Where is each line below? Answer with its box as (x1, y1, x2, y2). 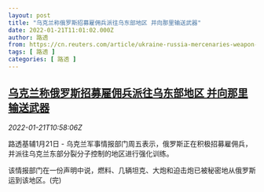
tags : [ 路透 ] (8, 48, 56, 56)
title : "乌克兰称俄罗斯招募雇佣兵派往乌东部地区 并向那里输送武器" (8, 19, 202, 27)
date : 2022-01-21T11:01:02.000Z (8, 26, 114, 34)
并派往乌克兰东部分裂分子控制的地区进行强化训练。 (8, 149, 174, 158)
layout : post (8, 11, 51, 20)
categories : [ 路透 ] (8, 56, 77, 64)
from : (8, 41, 26, 49)
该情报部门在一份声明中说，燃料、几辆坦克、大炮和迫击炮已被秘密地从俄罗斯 (8, 165, 256, 175)
